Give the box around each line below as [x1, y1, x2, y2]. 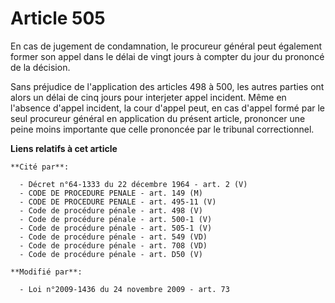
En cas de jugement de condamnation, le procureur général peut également [10, 40, 323, 52]
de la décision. [10, 61, 71, 73]
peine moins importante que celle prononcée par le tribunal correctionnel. [10, 123, 315, 135]
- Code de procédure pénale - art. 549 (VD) [19, 232, 208, 242]
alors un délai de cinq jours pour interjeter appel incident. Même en [10, 91, 287, 103]
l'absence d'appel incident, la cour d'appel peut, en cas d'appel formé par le [10, 102, 326, 114]
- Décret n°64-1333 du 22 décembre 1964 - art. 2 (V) [19, 179, 248, 189]
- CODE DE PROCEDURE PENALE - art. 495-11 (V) [19, 197, 217, 207]
